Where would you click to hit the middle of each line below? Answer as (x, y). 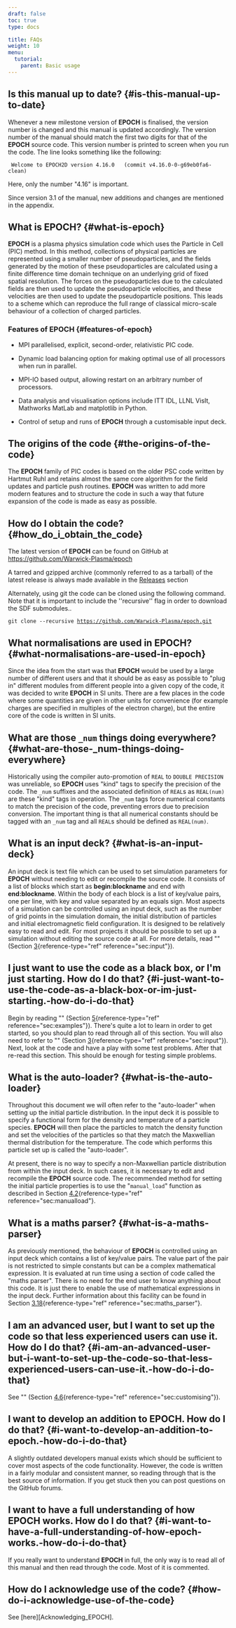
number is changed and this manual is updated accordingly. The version (112, 129)
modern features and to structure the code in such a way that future (106, 494)
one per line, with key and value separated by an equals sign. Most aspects (117, 901)
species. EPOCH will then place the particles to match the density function (116, 1128)
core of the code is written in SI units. (62, 716)
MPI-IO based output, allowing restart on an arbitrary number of (110, 379)
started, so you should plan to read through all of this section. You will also (116, 1033)
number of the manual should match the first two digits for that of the (107, 137)
